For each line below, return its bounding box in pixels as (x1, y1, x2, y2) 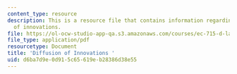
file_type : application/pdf (7, 37, 90, 44)
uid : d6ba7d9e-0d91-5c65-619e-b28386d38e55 (7, 56, 138, 63)
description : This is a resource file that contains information (7, 17, 203, 24)
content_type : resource (7, 10, 78, 18)
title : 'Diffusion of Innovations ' (7, 50, 115, 57)
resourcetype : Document (7, 43, 78, 50)
